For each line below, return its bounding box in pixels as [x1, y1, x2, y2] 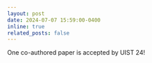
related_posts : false [7, 29, 70, 37]
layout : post [7, 10, 45, 17]
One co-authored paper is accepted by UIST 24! [7, 48, 146, 57]
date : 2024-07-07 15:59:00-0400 [7, 17, 101, 24]
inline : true [7, 23, 45, 30]
